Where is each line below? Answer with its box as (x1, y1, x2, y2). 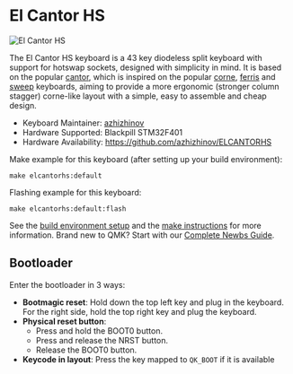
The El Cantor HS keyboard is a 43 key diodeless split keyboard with (9, 52, 262, 63)
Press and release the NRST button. (35, 335, 169, 345)
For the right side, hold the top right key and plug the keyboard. (22, 306, 258, 317)
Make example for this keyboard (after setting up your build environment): (9, 153, 283, 164)
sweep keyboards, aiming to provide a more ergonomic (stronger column (9, 81, 280, 91)
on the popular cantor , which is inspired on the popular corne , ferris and (9, 71, 276, 82)
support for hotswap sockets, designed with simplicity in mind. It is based (9, 62, 282, 73)
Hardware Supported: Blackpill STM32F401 (22, 126, 182, 137)
